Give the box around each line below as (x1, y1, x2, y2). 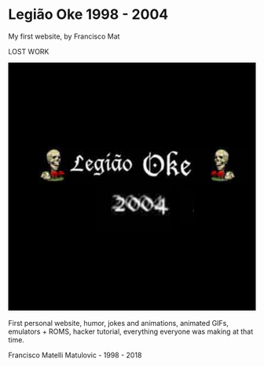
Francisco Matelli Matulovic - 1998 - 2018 (8, 350, 142, 360)
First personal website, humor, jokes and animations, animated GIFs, (8, 318, 229, 327)
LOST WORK (8, 46, 49, 56)
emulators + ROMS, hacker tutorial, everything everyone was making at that (8, 327, 254, 336)
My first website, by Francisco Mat (8, 31, 120, 41)
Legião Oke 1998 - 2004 (8, 6, 169, 24)
